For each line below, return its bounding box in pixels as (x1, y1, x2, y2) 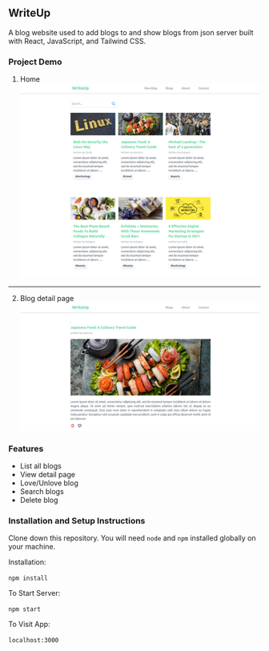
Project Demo (8, 56, 62, 67)
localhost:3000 (8, 637, 59, 645)
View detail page (19, 470, 76, 480)
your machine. (8, 542, 56, 552)
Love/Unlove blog (19, 478, 78, 488)
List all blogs (19, 461, 62, 471)
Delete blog (19, 496, 58, 505)
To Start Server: (8, 589, 61, 598)
